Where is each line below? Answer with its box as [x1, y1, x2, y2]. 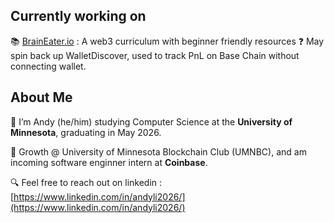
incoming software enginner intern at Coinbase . [10, 156, 208, 168]
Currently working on [10, 8, 147, 25]
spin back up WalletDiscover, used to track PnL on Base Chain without [10, 49, 300, 61]
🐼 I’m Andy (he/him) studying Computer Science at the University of [10, 115, 293, 128]
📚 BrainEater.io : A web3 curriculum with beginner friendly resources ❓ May [10, 35, 325, 47]
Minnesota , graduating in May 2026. [10, 126, 162, 138]
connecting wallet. [10, 60, 87, 72]
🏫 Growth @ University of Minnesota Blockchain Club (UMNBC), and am [10, 145, 307, 158]
